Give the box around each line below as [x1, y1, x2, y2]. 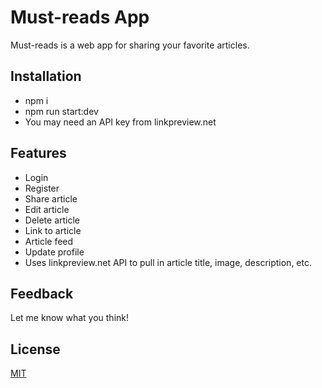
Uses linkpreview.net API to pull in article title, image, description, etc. [24, 256, 313, 268]
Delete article [24, 214, 81, 226]
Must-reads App [10, 6, 150, 29]
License [10, 341, 61, 358]
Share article [24, 192, 78, 205]
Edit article [24, 203, 70, 215]
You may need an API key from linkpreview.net [24, 116, 217, 128]
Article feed [24, 235, 74, 247]
